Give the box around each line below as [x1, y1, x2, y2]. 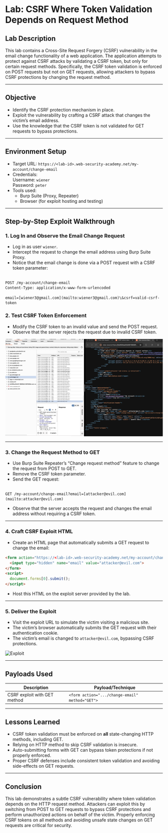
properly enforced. [12, 752, 51, 759]
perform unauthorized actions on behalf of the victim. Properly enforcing [5, 812, 155, 817]
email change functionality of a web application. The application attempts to [5, 53, 161, 59]
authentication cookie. [12, 630, 58, 636]
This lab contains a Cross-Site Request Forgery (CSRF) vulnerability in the [5, 48, 157, 53]
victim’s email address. [12, 117, 59, 124]
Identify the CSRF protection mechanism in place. [12, 106, 115, 112]
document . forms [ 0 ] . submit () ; [9, 576, 70, 581]
